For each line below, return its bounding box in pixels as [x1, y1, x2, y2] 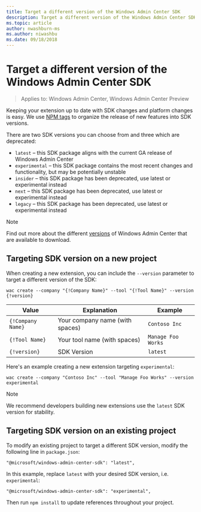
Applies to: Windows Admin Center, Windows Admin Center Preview [20, 95, 190, 102]
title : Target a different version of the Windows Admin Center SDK [6, 8, 181, 15]
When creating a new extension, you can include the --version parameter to [6, 270, 194, 277]
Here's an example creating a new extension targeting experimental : [6, 363, 175, 370]
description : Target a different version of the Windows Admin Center [6, 14, 186, 20]
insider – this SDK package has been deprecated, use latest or [14, 175, 171, 182]
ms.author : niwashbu [6, 31, 58, 37]
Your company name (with [57, 316, 132, 324]
